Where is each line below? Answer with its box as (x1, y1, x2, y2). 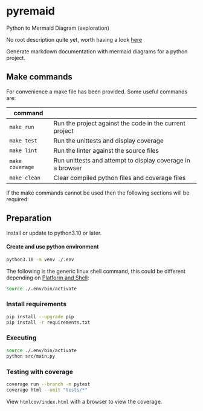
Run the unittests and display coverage (53, 136, 164, 145)
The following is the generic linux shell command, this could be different (6, 267, 186, 275)
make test (9, 137, 37, 144)
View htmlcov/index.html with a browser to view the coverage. (6, 398, 163, 405)
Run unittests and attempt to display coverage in (53, 156, 190, 164)
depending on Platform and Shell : (6, 274, 89, 281)
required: (6, 195, 29, 202)
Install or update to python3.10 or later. (6, 229, 102, 236)
